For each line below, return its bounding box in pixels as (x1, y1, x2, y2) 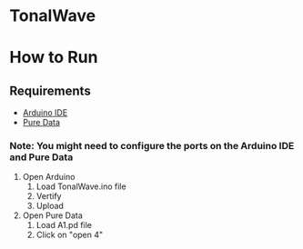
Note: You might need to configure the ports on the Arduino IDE (9, 140, 295, 153)
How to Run (9, 47, 98, 68)
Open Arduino (22, 172, 76, 183)
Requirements (9, 83, 91, 98)
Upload (35, 201, 64, 212)
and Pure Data (9, 151, 74, 164)
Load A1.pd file (35, 220, 93, 231)
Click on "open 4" (35, 229, 104, 241)
